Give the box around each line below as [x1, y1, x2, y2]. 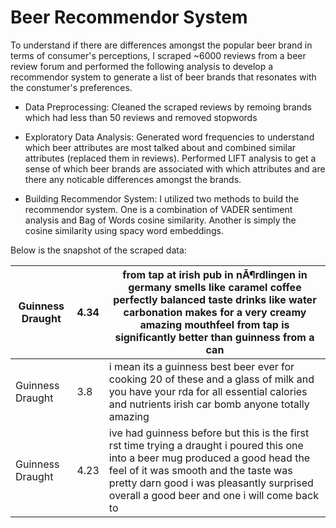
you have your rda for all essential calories [108, 384, 308, 398]
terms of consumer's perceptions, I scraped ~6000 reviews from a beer [10, 49, 307, 61]
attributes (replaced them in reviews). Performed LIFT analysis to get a [24, 152, 317, 164]
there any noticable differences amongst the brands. [24, 173, 242, 185]
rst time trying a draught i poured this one [108, 438, 304, 452]
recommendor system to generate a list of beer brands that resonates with [10, 71, 317, 83]
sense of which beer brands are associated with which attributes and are [24, 162, 326, 175]
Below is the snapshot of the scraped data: [10, 244, 187, 256]
